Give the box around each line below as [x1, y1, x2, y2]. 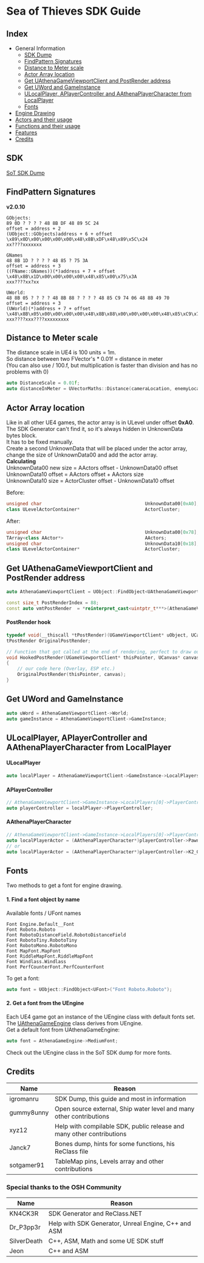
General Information [15, 44, 66, 52]
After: [6, 517, 21, 525]
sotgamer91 [9, 1161, 45, 1170]
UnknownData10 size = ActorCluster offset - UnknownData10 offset [6, 477, 175, 484]
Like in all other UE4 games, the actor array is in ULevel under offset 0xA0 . [6, 419, 194, 426]
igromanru [9, 1095, 39, 1103]
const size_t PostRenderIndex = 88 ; [6, 599, 99, 606]
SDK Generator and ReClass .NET [48, 1209, 143, 1217]
